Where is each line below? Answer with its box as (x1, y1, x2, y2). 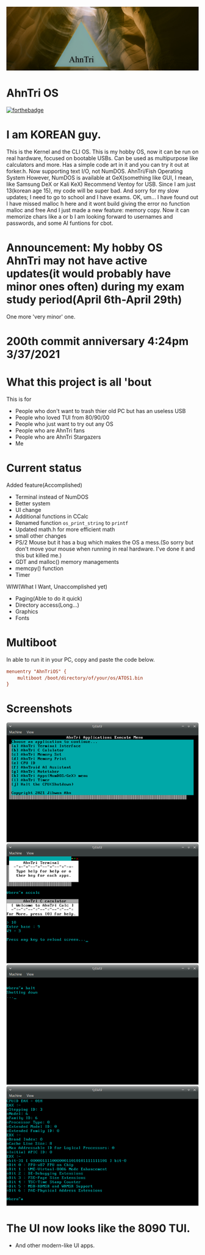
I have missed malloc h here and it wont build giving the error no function (6, 200, 190, 207)
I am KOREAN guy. (6, 128, 102, 141)
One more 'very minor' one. (6, 313, 76, 320)
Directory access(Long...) (15, 601, 79, 609)
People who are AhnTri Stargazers (15, 433, 101, 441)
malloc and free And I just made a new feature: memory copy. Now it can (6, 206, 190, 214)
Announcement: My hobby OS (6, 241, 163, 254)
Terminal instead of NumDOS (15, 493, 89, 500)
